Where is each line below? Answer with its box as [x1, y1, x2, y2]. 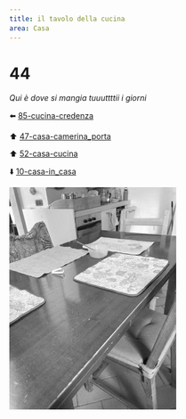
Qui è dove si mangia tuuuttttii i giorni [9, 93, 147, 103]
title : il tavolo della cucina [9, 14, 125, 23]
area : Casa [9, 23, 50, 33]
